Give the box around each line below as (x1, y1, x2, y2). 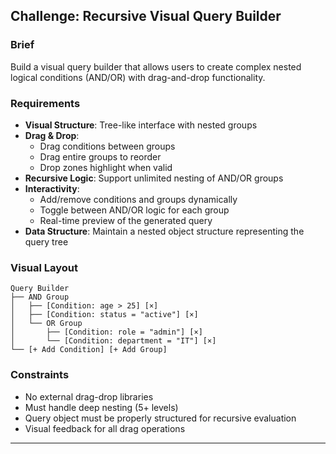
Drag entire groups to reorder (39, 150, 162, 163)
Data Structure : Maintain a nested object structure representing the (24, 225, 305, 237)
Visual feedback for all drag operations (24, 422, 186, 434)
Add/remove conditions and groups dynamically (39, 193, 238, 205)
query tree (24, 235, 69, 248)
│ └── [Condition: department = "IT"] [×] (10, 336, 217, 346)
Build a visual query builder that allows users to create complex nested (10, 60, 302, 73)
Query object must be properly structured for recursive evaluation (24, 412, 297, 424)
